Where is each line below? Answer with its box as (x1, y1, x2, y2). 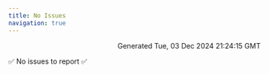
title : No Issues (8, 11, 66, 20)
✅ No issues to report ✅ (8, 56, 88, 66)
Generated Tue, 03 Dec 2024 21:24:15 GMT (117, 41, 261, 50)
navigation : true (8, 19, 66, 27)
